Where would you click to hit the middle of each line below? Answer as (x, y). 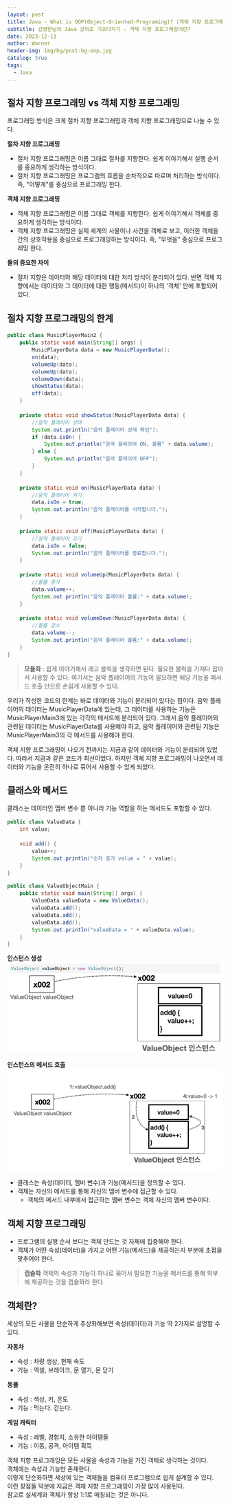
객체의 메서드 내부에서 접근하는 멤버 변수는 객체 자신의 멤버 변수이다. (119, 1200)
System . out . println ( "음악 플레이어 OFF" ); (101, 459)
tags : (15, 65)
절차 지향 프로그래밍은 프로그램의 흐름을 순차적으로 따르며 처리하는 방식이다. (119, 176)
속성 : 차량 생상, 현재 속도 (51, 1361)
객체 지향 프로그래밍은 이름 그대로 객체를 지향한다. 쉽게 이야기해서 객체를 (114, 214)
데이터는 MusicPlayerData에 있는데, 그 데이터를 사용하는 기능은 (111, 709)
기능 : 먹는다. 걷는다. (44, 1408)
